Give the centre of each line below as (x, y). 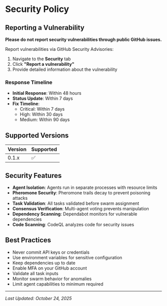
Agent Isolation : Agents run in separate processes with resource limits (85, 187)
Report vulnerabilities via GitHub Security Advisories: (59, 49)
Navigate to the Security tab (42, 59)
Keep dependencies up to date (44, 263)
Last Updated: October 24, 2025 (39, 298)
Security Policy (37, 9)
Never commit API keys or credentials (51, 252)
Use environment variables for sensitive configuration (67, 257)
